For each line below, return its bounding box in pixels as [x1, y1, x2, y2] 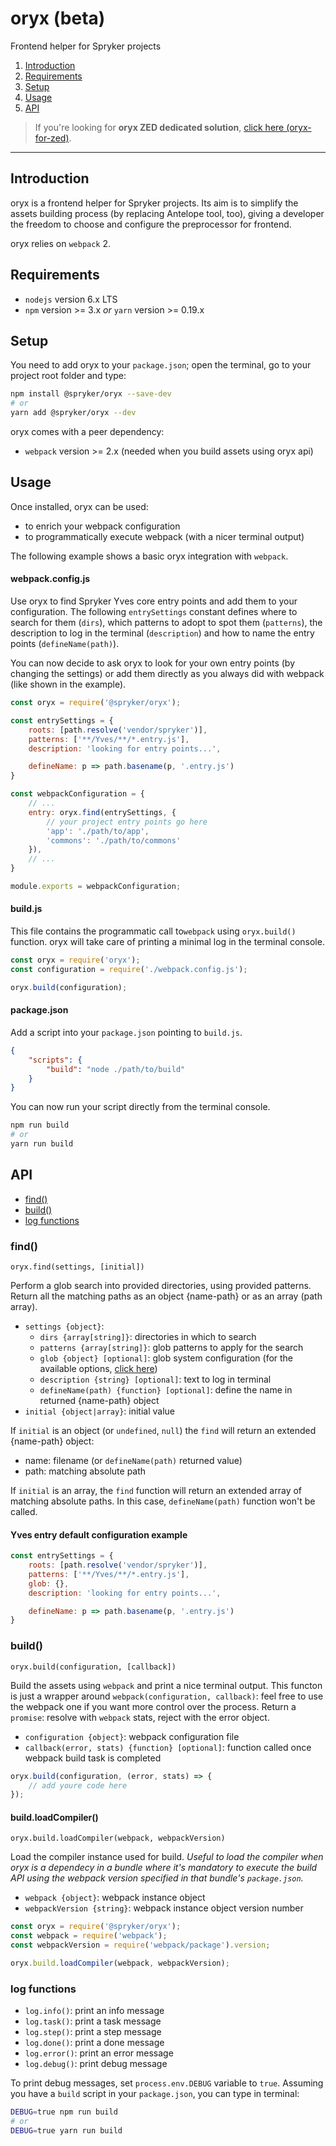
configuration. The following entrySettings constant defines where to [10, 606, 298, 618]
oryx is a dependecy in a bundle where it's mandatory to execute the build [10, 1862, 318, 1874]
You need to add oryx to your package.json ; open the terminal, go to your [10, 359, 312, 371]
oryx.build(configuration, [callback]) [10, 1662, 177, 1672]
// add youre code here [28, 1780, 128, 1791]
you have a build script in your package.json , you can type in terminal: [10, 2088, 300, 2100]
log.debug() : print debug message [24, 2058, 168, 2070]
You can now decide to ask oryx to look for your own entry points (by [10, 657, 296, 669]
